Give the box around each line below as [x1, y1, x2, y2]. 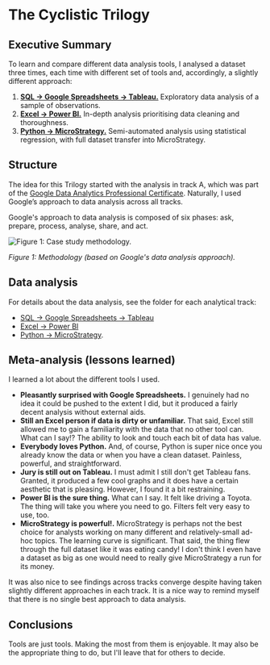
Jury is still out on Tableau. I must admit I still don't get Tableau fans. [19, 467, 251, 477]
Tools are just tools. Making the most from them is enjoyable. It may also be [8, 639, 260, 649]
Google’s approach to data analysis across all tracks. [8, 196, 184, 207]
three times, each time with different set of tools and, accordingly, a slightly [8, 68, 259, 77]
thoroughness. [19, 118, 69, 127]
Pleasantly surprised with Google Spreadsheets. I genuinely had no [19, 390, 250, 400]
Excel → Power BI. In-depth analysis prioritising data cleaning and [19, 109, 240, 119]
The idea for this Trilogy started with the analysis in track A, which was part [8, 179, 260, 189]
